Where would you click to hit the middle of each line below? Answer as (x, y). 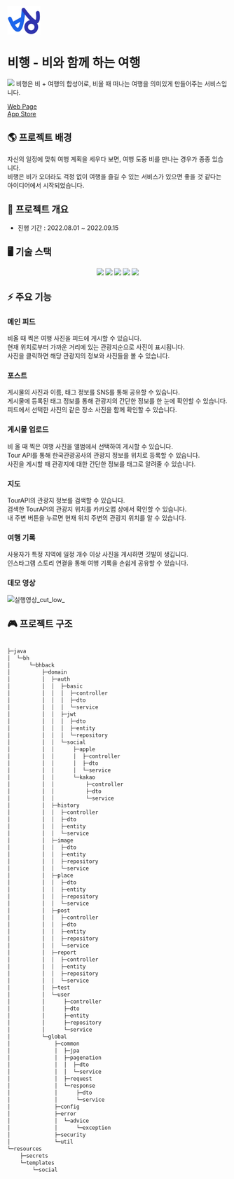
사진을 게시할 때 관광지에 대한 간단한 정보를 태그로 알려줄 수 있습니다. (102, 464)
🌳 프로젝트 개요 (38, 210)
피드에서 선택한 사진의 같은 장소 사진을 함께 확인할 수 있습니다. (92, 410)
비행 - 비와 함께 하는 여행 (74, 63)
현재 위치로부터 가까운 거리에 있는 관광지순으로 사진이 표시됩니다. (96, 347)
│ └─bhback (31, 665)
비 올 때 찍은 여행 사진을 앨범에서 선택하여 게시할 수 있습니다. (90, 446)
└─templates (37, 1163)
